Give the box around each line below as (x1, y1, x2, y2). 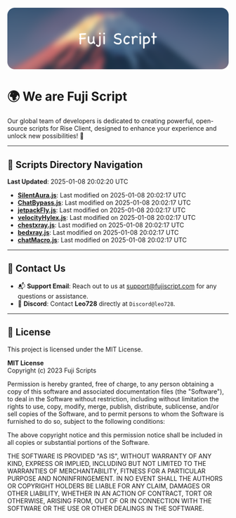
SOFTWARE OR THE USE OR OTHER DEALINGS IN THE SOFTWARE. (7, 504, 204, 512)
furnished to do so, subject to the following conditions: (7, 417, 165, 425)
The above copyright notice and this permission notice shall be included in (7, 430, 223, 439)
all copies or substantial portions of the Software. (7, 438, 150, 446)
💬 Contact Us (7, 263, 66, 275)
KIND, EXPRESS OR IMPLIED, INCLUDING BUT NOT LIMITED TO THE (7, 459, 206, 467)
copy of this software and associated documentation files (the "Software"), (7, 387, 225, 396)
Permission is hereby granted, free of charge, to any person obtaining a (7, 380, 214, 388)
